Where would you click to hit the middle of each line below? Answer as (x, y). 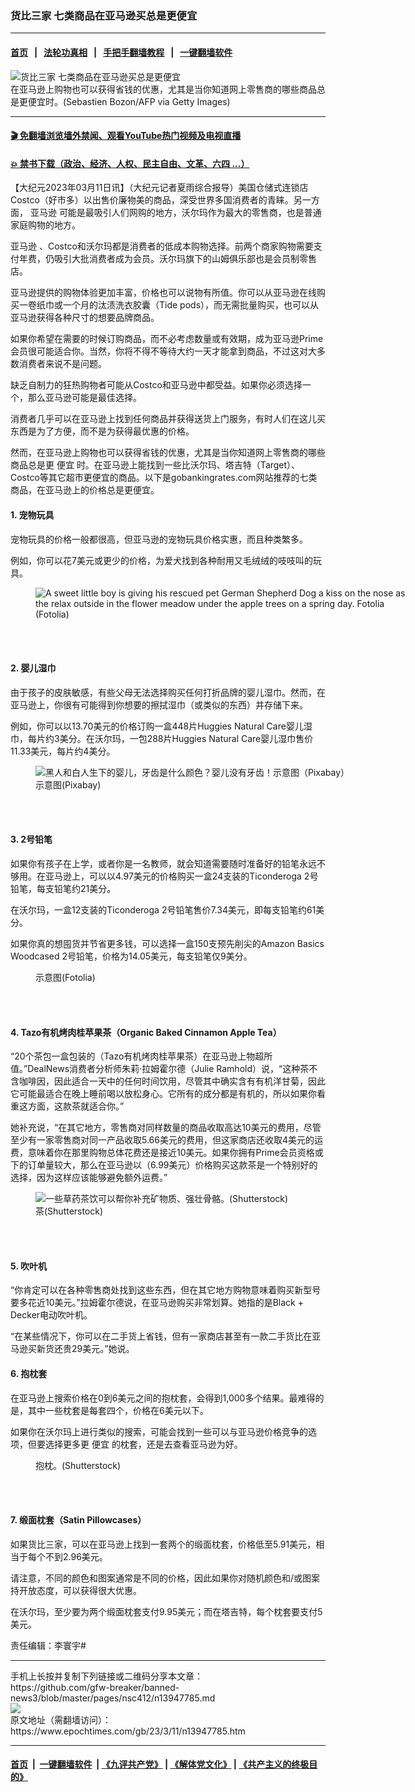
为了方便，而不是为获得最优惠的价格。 (115, 431)
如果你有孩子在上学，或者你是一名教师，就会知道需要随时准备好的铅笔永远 (163, 863)
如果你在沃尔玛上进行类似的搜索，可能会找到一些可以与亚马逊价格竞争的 (159, 1431)
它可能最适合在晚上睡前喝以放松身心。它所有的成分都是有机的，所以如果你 (163, 1094)
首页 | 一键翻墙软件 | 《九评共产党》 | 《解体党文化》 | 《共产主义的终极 (160, 1764)
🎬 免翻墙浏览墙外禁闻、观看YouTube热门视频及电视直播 (126, 136)
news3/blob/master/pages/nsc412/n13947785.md (113, 1698)
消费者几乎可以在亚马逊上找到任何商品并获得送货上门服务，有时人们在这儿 (163, 419)
